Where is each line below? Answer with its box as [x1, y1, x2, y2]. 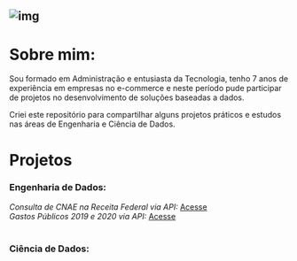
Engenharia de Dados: [9, 181, 106, 194]
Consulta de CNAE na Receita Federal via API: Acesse [9, 201, 207, 212]
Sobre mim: [9, 44, 96, 65]
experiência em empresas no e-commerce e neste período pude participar [9, 83, 282, 94]
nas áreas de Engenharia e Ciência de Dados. [9, 119, 176, 129]
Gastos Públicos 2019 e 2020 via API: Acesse [9, 211, 176, 221]
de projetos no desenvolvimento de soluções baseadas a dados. [9, 92, 246, 103]
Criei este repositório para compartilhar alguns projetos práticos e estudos [9, 110, 282, 120]
